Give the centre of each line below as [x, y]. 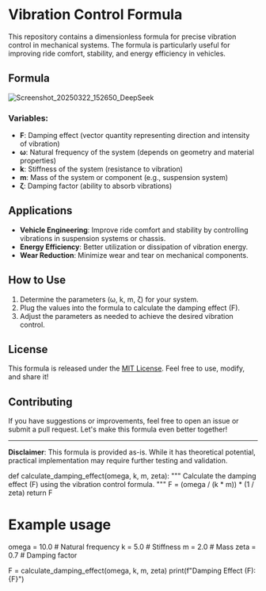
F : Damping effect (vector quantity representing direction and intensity [135, 136]
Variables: [28, 118]
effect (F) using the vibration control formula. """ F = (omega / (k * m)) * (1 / [131, 485]
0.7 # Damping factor [43, 555]
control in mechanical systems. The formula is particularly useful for [119, 44]
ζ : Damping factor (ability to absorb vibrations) [96, 186]
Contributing [40, 402]
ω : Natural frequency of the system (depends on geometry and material [137, 152]
